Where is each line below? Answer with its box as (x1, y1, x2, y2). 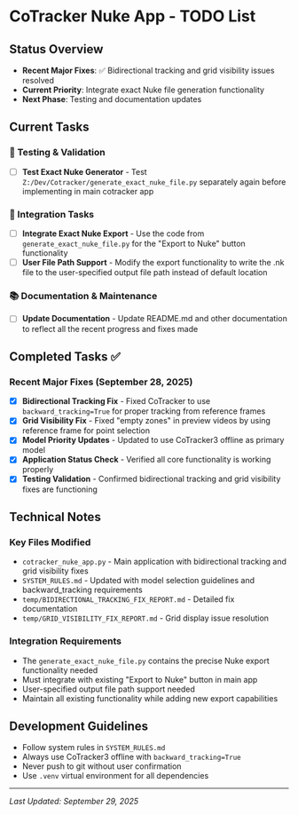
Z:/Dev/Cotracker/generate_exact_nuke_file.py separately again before (21, 176, 286, 187)
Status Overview (9, 42, 104, 57)
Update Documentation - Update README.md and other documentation (21, 313, 288, 324)
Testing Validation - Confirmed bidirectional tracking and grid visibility (21, 473, 281, 485)
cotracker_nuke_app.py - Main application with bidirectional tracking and (21, 557, 286, 567)
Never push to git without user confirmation (21, 761, 182, 771)
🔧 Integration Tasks (9, 208, 95, 220)
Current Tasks (9, 120, 90, 135)
